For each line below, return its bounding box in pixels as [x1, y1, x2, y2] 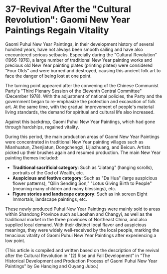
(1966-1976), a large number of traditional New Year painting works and [5, 57, 152, 63]
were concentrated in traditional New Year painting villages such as [5, 138, 144, 145]
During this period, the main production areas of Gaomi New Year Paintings [5, 134, 160, 139]
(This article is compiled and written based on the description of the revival [5, 247, 160, 253]
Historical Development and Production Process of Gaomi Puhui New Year [5, 258, 158, 264]
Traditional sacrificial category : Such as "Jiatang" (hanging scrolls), [12, 164, 154, 170]
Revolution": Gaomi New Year [5, 14, 131, 25]
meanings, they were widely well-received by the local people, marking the [5, 227, 160, 233]
